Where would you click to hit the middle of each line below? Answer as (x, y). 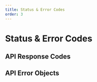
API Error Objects (32, 73)
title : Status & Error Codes (35, 10)
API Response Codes (38, 57)
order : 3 (14, 14)
